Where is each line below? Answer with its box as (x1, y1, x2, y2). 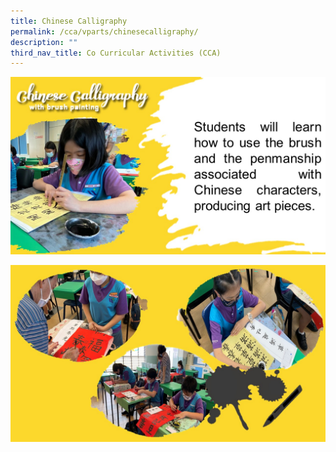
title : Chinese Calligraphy (10, 16, 128, 26)
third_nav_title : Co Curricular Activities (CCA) (10, 48, 222, 58)
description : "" (10, 37, 78, 47)
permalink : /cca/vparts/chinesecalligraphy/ (10, 26, 199, 37)
